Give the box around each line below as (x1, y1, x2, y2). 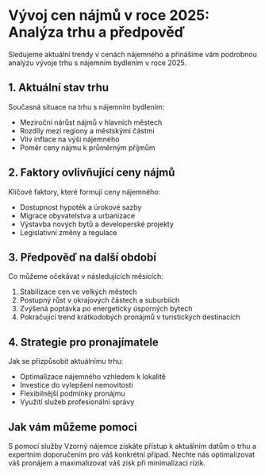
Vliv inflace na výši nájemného (19, 134, 120, 144)
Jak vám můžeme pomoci (8, 420, 137, 434)
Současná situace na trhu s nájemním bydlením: (8, 102, 165, 111)
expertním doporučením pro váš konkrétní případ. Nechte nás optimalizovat (8, 450, 255, 459)
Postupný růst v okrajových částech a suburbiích (19, 295, 180, 305)
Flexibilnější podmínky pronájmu (19, 388, 125, 399)
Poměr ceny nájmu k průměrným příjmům (19, 142, 156, 153)
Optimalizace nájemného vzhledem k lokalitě (19, 372, 167, 381)
